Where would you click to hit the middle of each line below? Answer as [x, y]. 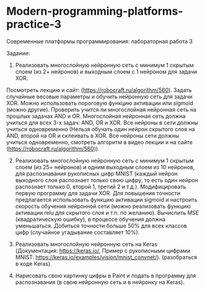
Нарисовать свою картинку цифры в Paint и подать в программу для [106, 275]
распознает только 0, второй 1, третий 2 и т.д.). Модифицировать [101, 186]
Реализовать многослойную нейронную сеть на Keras [86, 244]
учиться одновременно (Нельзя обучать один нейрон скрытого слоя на [101, 129]
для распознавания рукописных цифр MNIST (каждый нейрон [96, 174]
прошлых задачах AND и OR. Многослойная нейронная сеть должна [96, 116]
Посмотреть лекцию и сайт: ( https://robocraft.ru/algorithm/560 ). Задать [99, 90]
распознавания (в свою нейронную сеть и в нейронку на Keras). [100, 282]
